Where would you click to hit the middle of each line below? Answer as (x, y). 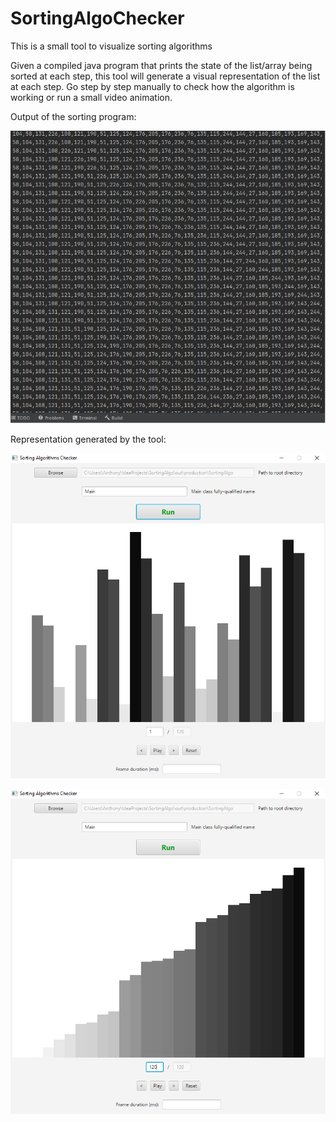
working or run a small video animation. (91, 97)
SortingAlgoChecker (97, 18)
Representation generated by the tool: (88, 439)
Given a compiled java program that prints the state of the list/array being (161, 65)
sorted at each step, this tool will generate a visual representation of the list (165, 76)
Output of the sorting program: (73, 116)
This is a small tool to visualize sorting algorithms (111, 46)
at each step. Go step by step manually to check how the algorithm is (152, 86)
